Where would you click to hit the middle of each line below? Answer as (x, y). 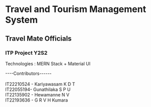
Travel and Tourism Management (76, 9)
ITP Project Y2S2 (26, 53)
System (22, 20)
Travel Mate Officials (39, 38)
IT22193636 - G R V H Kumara (36, 100)
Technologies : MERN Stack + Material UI (48, 63)
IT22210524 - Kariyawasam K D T (40, 84)
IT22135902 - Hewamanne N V (37, 94)
